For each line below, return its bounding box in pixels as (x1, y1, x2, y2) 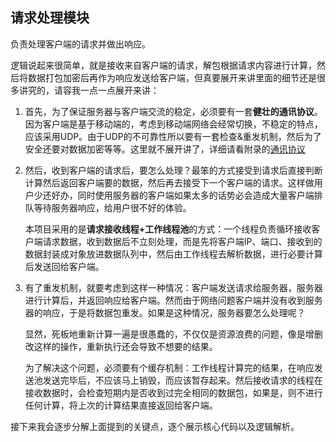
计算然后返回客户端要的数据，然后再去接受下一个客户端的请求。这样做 (24, 176, 315, 188)
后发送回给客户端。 (24, 260, 105, 272)
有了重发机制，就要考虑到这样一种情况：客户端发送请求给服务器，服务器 (24, 281, 323, 293)
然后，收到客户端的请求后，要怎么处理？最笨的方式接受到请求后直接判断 (24, 164, 323, 176)
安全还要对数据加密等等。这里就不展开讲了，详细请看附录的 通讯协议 (24, 143, 306, 155)
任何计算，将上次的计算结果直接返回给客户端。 (24, 399, 218, 411)
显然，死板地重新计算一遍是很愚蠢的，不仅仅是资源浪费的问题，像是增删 (24, 328, 323, 340)
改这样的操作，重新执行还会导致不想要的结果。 (24, 340, 218, 352)
